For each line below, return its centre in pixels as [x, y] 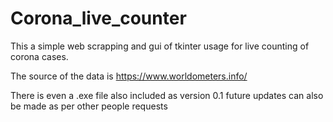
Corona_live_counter [98, 18]
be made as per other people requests [89, 106]
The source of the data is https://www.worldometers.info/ [129, 76]
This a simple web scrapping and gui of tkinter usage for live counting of [160, 46]
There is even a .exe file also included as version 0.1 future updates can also [167, 95]
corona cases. [39, 56]
